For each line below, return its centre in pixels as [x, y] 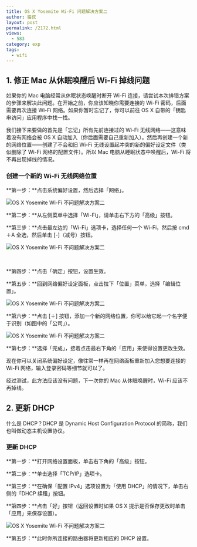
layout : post [22, 22]
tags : [13, 50]
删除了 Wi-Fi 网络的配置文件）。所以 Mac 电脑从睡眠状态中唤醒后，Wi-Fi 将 [101, 152]
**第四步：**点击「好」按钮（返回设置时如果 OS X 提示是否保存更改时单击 [96, 506]
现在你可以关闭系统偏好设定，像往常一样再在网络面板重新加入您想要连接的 [96, 360]
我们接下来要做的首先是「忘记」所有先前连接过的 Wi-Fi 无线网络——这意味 [96, 130]
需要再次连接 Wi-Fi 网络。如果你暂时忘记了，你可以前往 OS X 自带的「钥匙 [96, 110]
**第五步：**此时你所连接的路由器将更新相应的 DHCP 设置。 [79, 538]
